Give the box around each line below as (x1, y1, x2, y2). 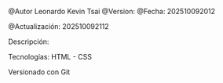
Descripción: (8, 37, 49, 46)
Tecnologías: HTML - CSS (8, 52, 93, 61)
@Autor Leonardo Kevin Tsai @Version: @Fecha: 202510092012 (8, 7, 216, 16)
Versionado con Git (8, 67, 71, 77)
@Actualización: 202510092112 (8, 22, 110, 31)
